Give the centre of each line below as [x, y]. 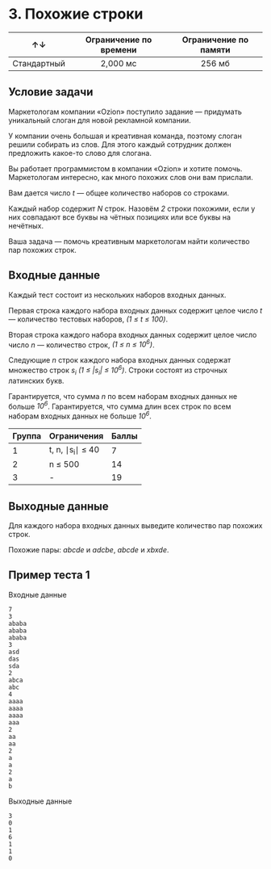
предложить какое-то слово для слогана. [80, 153]
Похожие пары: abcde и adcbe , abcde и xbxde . [89, 549]
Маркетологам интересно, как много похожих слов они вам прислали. [131, 177]
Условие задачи [51, 92]
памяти [216, 49]
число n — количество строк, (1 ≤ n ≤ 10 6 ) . [81, 344]
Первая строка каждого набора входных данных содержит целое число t [135, 310]
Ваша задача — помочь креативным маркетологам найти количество [129, 241]
